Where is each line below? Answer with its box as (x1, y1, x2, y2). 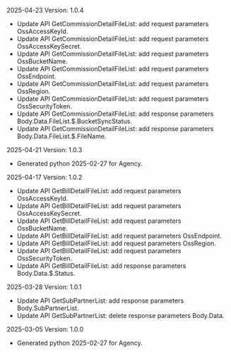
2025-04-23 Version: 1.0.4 (6, 6, 84, 14)
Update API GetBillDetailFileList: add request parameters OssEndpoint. (16, 232, 222, 240)
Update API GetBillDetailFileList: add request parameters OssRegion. (16, 239, 217, 248)
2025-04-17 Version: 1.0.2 (6, 173, 83, 181)
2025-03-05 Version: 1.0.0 (6, 325, 84, 334)
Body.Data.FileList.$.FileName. (16, 132, 107, 140)
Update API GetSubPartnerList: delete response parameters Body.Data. (16, 312, 225, 319)
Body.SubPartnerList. (16, 304, 79, 312)
